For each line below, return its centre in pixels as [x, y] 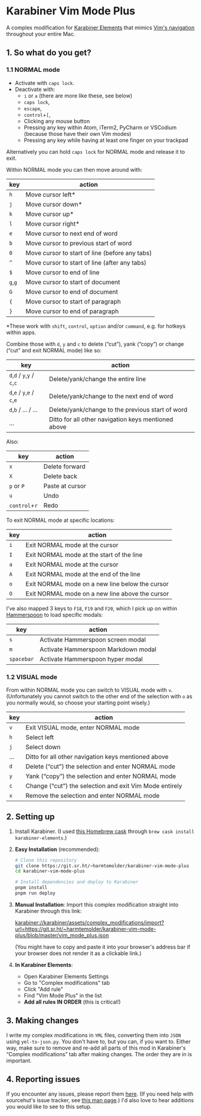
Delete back [60, 476]
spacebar [22, 659]
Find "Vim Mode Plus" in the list [63, 995]
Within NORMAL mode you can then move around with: [74, 169]
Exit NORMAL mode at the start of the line [84, 555]
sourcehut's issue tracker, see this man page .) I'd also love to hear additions [100, 1100]
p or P [17, 486]
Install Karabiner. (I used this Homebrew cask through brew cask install [104, 831]
